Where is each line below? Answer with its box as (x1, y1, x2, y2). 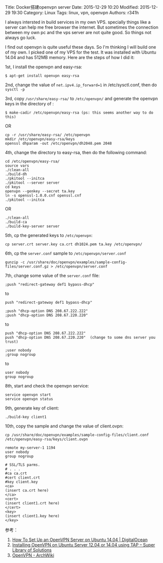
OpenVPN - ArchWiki (12, 552, 54, 558)
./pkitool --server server (5, 180, 60, 185)
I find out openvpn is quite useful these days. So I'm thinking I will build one (5, 44, 157, 50)
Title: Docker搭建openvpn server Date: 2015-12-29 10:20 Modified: (5, 4, 139, 10)
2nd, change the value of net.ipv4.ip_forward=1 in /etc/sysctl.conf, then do (5, 82, 157, 88)
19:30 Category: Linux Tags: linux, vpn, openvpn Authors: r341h (11, 10, 139, 16)
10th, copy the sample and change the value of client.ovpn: (5, 423, 124, 429)
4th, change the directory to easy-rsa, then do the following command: (5, 150, 147, 155)
